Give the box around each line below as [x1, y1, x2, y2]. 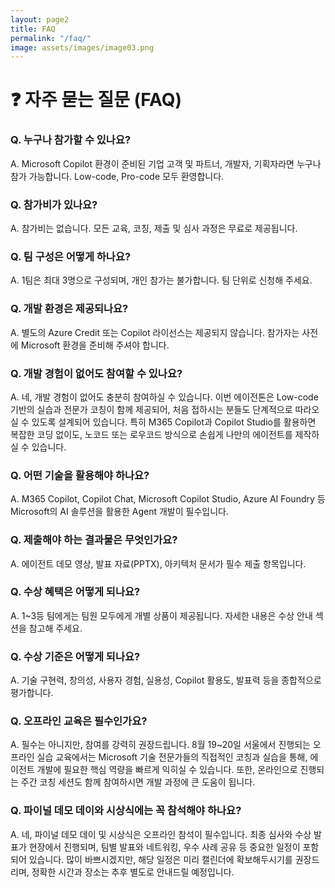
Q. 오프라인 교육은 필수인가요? [10, 714, 148, 728]
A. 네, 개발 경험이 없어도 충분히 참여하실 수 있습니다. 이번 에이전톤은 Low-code [10, 391, 319, 403]
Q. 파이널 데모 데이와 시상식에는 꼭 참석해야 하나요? [10, 804, 242, 818]
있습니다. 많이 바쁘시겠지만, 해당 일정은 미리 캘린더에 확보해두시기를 [28, 853, 293, 865]
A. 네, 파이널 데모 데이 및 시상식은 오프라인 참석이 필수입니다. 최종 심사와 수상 [10, 828, 312, 840]
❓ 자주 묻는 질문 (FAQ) [10, 89, 183, 111]
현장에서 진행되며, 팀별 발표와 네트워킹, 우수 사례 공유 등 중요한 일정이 [28, 841, 301, 853]
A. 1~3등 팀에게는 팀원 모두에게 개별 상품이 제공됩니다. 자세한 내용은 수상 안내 [10, 609, 313, 621]
